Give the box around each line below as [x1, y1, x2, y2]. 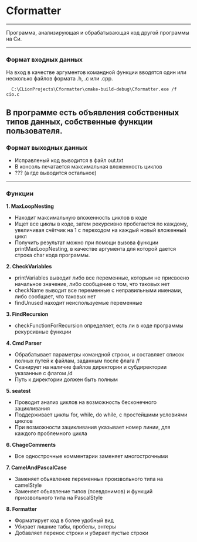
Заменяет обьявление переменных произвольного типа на [14, 476, 163, 483]
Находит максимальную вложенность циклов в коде [14, 214, 148, 221]
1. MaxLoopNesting [6, 203, 55, 210]
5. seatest [6, 388, 31, 395]
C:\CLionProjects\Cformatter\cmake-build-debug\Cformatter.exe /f [11, 86, 177, 92]
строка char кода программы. [14, 251, 90, 259]
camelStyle [14, 482, 42, 489]
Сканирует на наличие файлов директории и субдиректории [14, 363, 167, 371]
